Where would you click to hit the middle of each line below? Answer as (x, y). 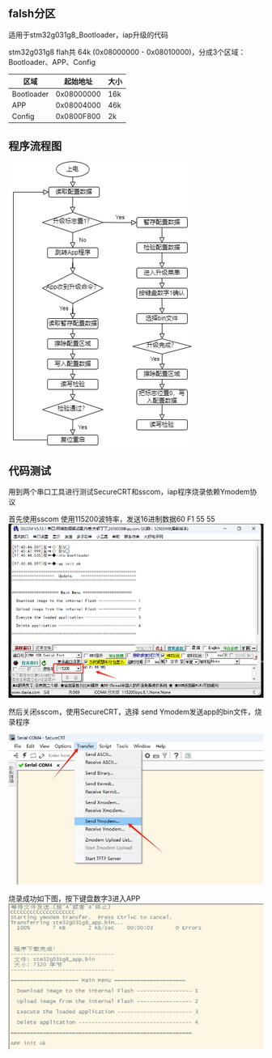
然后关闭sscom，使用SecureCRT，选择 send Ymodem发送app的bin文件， (132, 712)
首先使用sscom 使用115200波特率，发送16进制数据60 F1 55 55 (112, 519)
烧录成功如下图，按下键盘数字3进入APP (74, 898)
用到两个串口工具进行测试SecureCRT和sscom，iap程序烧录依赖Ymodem (129, 492)
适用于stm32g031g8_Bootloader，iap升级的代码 (88, 35)
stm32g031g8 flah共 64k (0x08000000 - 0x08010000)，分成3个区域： (127, 52)
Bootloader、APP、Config (52, 62)
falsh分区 (32, 14)
